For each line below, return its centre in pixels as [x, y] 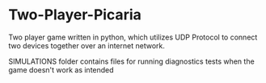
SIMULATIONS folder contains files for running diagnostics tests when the [131, 61]
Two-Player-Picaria [75, 15]
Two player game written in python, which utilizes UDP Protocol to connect [133, 37]
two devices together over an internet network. [87, 45]
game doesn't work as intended [61, 69]
